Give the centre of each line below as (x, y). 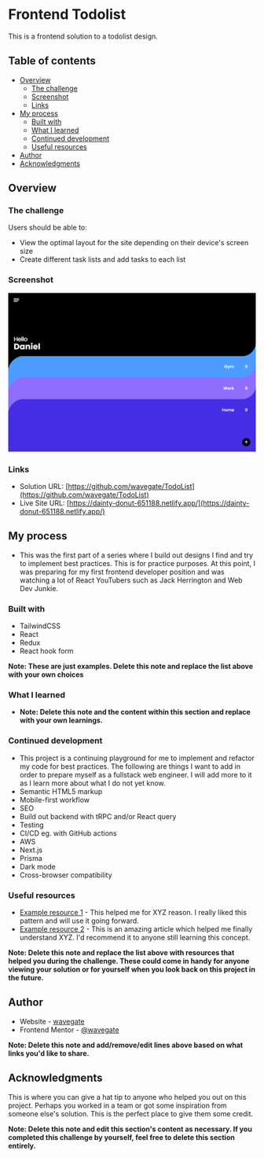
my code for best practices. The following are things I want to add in (130, 766)
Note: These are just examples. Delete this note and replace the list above (131, 667)
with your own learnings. (61, 720)
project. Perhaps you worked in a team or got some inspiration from (118, 1105)
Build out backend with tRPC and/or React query (98, 816)
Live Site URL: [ (44, 503)
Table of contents (52, 61)
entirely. (22, 1145)
